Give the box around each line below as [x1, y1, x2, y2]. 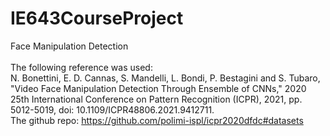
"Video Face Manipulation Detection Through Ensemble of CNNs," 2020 [10, 82, 307, 94]
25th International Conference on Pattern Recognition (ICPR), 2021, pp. [10, 93, 303, 105]
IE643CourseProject [10, 7, 184, 30]
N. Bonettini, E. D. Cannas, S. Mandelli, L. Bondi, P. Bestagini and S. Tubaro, [10, 72, 321, 84]
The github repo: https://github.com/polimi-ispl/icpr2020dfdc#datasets [10, 114, 304, 126]
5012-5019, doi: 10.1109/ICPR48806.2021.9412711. [10, 103, 215, 116]
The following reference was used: [10, 61, 153, 73]
